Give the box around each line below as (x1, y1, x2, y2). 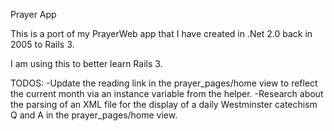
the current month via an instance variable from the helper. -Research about (10, 88, 324, 99)
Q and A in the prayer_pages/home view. (10, 109, 178, 121)
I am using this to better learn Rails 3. (10, 58, 163, 69)
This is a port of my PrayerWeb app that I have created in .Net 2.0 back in (10, 28, 313, 39)
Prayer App (10, 9, 57, 20)
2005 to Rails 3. (10, 39, 75, 50)
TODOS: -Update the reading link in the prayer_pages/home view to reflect (10, 77, 318, 89)
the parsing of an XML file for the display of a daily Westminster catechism (10, 99, 318, 110)
